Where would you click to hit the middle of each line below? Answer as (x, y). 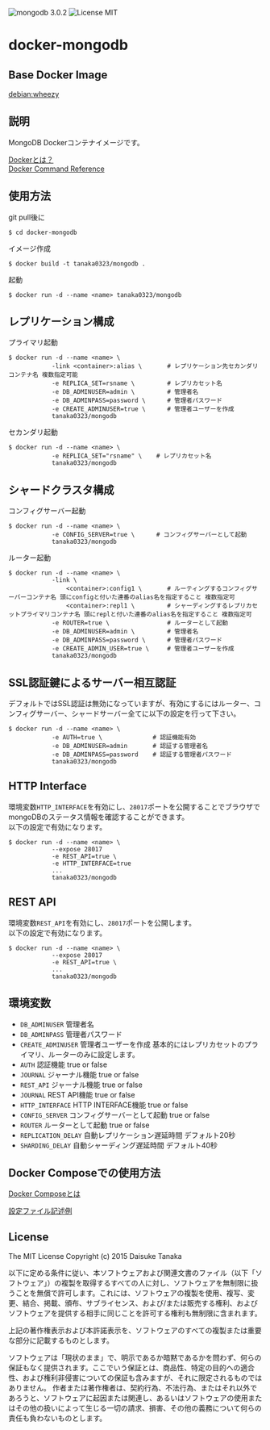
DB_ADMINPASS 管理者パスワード (71, 1034)
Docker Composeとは (44, 1194)
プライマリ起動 (33, 342)
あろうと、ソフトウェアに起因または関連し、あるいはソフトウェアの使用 (128, 1398)
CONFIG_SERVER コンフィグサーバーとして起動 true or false (115, 1114)
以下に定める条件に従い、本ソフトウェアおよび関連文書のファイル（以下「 (132, 1273)
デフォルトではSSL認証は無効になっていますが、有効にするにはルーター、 (131, 704)
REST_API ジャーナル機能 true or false (81, 1085)
